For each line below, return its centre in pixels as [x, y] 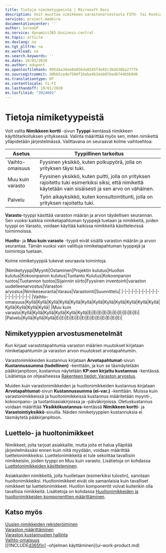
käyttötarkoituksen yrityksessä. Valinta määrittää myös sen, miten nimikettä [82, 136]
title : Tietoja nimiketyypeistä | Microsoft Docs [57, 10]
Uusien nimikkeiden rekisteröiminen [41, 524]
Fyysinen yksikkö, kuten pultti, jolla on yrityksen [95, 177]
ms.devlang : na [21, 42]
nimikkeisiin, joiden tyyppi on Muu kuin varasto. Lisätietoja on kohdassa [78, 461]
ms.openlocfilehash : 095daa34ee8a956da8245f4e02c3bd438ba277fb [72, 70]
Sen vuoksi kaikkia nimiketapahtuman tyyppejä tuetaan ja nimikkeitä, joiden [82, 221]
